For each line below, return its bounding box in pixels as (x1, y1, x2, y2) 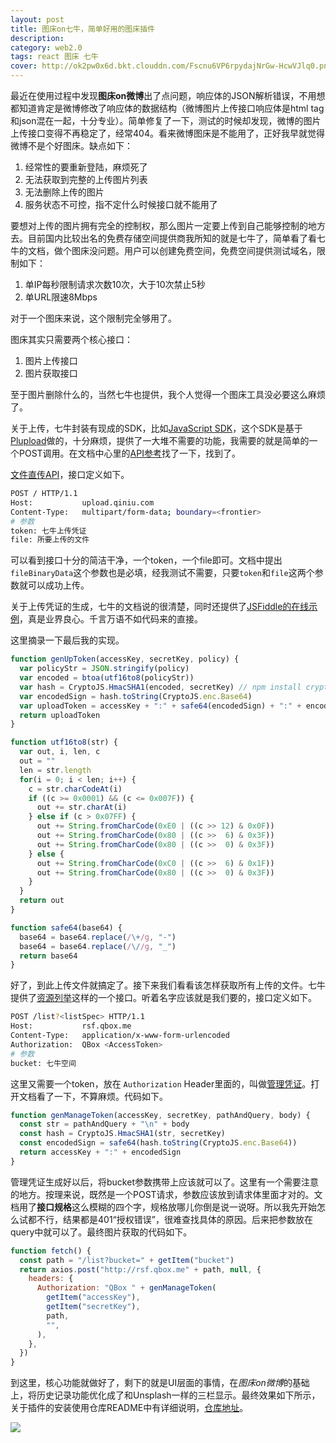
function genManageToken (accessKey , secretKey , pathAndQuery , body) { (10, 1110, 311, 1120)
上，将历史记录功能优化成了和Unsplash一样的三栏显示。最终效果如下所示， (10, 1389, 321, 1401)
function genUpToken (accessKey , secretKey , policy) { (10, 654, 240, 665)
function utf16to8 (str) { (10, 737, 118, 748)
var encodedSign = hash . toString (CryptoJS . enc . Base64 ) (19, 691, 253, 701)
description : (10, 33, 65, 43)
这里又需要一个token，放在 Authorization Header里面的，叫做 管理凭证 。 (10, 1077, 312, 1090)
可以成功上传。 (27, 579, 90, 591)
